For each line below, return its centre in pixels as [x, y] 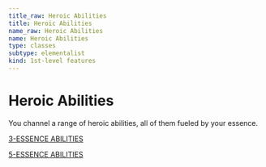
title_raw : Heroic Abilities [58, 16]
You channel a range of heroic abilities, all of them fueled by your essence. [133, 123]
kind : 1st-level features [52, 61]
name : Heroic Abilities [49, 38]
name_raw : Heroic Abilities [56, 31]
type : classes [32, 46]
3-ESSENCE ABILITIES [46, 139]
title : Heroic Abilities [50, 23]
